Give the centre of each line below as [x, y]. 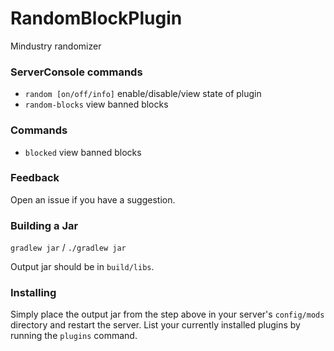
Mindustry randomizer [56, 46]
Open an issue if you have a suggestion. [93, 199]
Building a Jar [44, 225]
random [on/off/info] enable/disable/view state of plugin [143, 94]
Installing [33, 293]
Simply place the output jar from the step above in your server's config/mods [167, 314]
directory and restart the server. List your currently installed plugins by [155, 325]
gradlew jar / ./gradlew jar [68, 248]
